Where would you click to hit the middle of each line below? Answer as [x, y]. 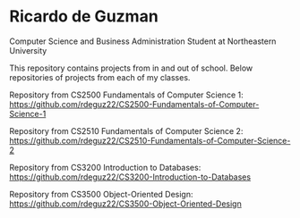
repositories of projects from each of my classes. [100, 77]
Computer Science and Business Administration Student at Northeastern [143, 41]
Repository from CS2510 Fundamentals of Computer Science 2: [126, 130]
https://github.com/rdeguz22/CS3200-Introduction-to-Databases [130, 177]
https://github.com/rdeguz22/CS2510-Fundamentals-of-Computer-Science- [150, 140]
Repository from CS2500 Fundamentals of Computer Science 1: [126, 95]
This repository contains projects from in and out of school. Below [131, 68]
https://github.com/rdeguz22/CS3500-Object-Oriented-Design [125, 204]
